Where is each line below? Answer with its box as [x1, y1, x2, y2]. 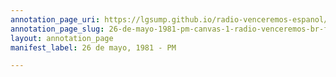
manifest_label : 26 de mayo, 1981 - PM [10, 42, 177, 53]
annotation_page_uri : [10, 14, 101, 25]
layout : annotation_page [10, 33, 114, 43]
